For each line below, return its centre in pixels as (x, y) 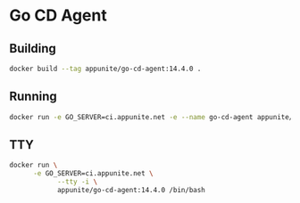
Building (33, 49)
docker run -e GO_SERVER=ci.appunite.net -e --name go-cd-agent (131, 117)
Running (33, 97)
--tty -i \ (77, 182)
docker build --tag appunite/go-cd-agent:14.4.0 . (105, 69)
